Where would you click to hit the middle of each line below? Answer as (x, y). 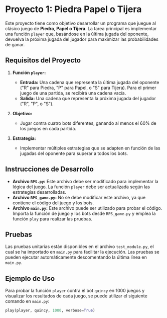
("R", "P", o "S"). (37, 104)
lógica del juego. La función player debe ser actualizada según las (81, 187)
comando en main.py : (27, 301)
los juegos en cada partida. (48, 128)
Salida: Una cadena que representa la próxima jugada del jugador (88, 98)
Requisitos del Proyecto (43, 61)
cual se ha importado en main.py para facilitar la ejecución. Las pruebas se (82, 252)
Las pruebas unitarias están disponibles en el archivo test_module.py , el (79, 247)
